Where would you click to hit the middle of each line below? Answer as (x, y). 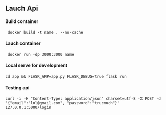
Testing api (17, 88)
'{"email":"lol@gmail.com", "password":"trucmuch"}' (63, 103)
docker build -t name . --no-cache (45, 32)
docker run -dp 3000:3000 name (41, 54)
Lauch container (23, 43)
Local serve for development (37, 65)
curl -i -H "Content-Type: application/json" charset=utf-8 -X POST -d (83, 99)
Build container (22, 21)
